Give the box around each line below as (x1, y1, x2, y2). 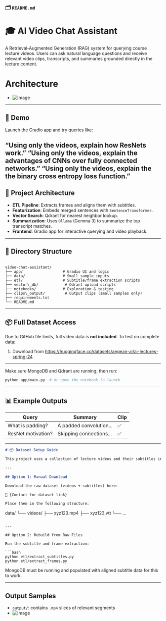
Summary (73, 414, 97, 421)
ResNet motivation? (7, 430, 53, 437)
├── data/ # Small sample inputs (5, 273, 110, 278)
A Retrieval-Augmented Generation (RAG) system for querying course (5, 45, 147, 51)
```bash (5, 550, 21, 555)
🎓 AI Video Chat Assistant (5, 25, 118, 37)
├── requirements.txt (5, 295, 50, 300)
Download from (12, 349, 44, 355)
